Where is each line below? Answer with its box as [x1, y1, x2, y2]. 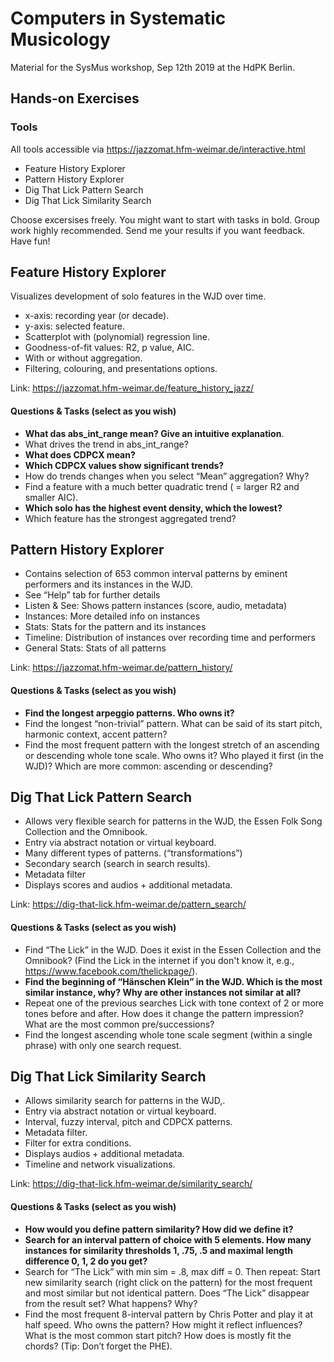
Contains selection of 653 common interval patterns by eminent [24, 568, 288, 580]
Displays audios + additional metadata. [24, 1148, 185, 1160]
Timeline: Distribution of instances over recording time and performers [24, 632, 316, 644]
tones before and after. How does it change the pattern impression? [24, 1007, 304, 1019]
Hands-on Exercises [10, 90, 140, 107]
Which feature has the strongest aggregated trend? [24, 512, 237, 524]
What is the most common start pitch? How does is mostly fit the [24, 1329, 292, 1341]
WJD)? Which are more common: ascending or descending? [24, 760, 273, 772]
